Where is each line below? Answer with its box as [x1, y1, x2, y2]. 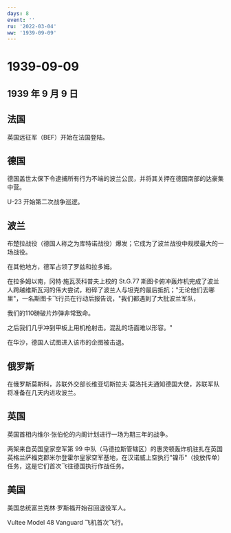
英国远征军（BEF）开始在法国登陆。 [7, 133, 109, 141]
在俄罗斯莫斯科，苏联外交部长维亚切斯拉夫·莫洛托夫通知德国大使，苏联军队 [7, 380, 220, 389]
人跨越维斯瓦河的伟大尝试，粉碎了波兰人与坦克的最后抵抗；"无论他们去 [7, 286, 209, 294]
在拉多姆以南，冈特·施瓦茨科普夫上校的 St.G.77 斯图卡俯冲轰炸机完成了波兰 [7, 277, 220, 285]
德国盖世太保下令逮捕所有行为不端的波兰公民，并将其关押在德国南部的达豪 [7, 175, 218, 183]
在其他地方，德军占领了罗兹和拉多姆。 [7, 263, 115, 271]
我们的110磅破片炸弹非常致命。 [7, 309, 95, 317]
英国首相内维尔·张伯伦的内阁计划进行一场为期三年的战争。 [7, 430, 172, 438]
